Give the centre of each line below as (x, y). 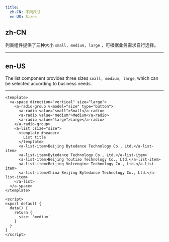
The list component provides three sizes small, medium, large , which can (82, 78)
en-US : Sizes (23, 17)
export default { (23, 204)
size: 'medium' (34, 217)
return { (23, 213)
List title (35, 137)
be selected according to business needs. (49, 84)
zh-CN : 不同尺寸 (25, 12)
